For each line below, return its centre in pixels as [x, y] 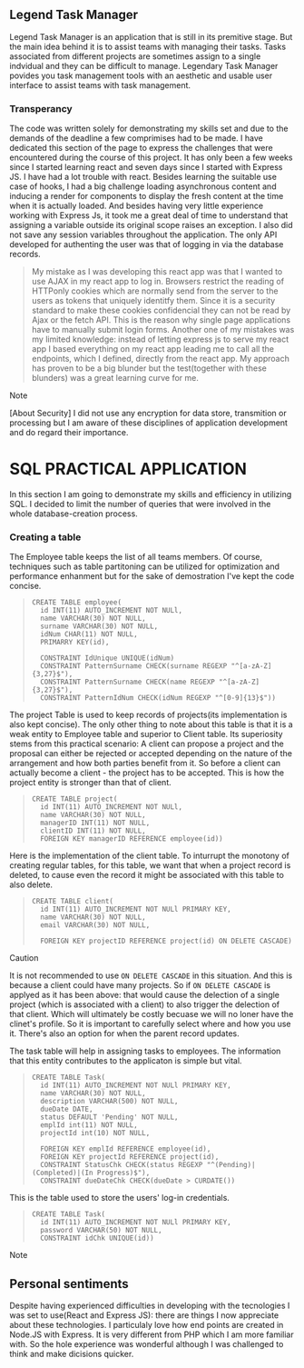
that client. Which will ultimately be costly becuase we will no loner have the [152, 1014]
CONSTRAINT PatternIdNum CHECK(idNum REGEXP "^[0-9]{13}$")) [158, 698]
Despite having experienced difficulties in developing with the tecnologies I [150, 1306]
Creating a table [45, 537]
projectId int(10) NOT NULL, [95, 1133]
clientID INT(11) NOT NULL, [93, 831]
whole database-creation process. [74, 514]
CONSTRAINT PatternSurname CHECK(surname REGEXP [134, 666]
